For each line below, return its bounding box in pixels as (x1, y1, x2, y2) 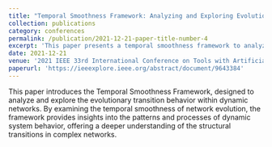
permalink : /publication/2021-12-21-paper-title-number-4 (8, 34, 208, 43)
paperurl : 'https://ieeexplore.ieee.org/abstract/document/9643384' (8, 65, 244, 73)
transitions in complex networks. (8, 129, 117, 139)
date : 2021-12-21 (8, 49, 67, 57)
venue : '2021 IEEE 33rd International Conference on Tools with (8, 57, 230, 65)
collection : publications (8, 19, 96, 27)
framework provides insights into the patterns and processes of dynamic (8, 112, 251, 122)
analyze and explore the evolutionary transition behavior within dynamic (8, 94, 249, 105)
